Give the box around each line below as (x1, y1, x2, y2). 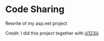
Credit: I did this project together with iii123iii (5, 30, 99, 36)
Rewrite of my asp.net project (5, 20, 67, 26)
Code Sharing (5, 4, 65, 15)
